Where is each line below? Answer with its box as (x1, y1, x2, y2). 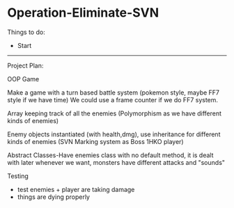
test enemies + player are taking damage (17, 185, 135, 193)
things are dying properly (17, 193, 91, 201)
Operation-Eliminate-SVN (7, 5, 159, 21)
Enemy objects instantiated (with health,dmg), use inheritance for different (7, 130, 221, 138)
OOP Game (7, 74, 40, 83)
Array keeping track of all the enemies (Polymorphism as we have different (7, 109, 221, 118)
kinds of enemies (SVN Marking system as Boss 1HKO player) (7, 137, 184, 145)
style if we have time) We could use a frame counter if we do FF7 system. (7, 95, 218, 104)
